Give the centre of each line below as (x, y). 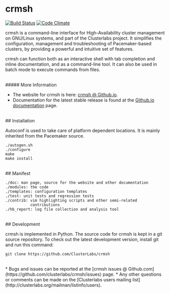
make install (19, 158)
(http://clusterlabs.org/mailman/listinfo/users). (54, 285)
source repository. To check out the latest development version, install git (82, 239)
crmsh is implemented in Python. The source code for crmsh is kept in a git (84, 234)
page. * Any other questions (132, 274)
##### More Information (31, 85)
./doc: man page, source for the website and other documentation (77, 183)
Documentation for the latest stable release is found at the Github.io (83, 100)
